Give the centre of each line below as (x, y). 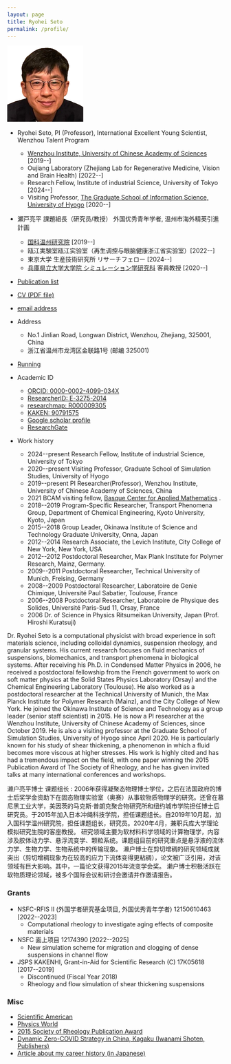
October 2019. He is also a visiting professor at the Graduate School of (107, 731)
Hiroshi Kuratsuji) (52, 622)
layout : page (26, 14)
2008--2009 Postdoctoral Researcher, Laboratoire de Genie (112, 586)
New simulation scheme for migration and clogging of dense (113, 947)
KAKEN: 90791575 (53, 413)
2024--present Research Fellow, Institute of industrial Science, (116, 454)
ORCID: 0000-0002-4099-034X (73, 391)
